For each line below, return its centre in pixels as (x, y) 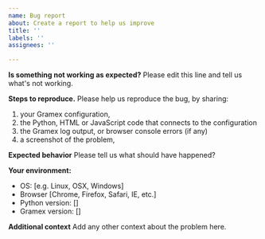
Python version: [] (49, 203)
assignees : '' (32, 45)
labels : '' (26, 38)
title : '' (25, 30)
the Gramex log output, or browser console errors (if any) (114, 131)
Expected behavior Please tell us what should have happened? (112, 155)
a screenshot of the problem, (67, 139)
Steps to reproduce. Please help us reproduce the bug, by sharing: (119, 99)
